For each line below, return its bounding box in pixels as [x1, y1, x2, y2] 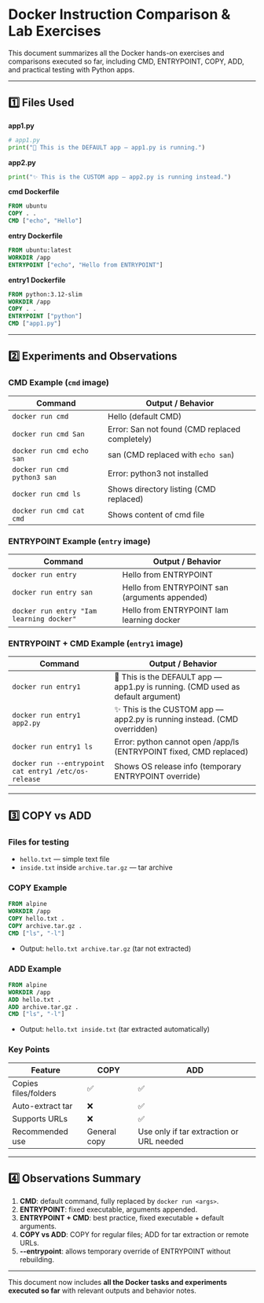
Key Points [8, 1044, 50, 1055]
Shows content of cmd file [107, 509, 205, 520]
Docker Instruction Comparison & [8, 6, 231, 24]
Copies [12, 1077, 38, 1088]
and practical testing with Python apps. [8, 64, 135, 74]
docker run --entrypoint [12, 759, 105, 768]
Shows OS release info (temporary [114, 761, 242, 772]
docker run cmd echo [12, 446, 89, 455]
